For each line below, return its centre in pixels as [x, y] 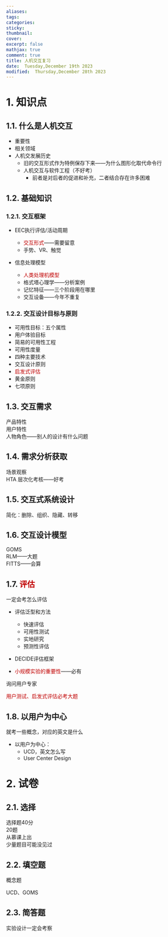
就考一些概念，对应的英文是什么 [44, 732]
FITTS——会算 [24, 564]
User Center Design [47, 759]
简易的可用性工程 [35, 342]
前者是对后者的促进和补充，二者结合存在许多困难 [91, 178]
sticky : [16, 28]
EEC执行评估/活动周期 [41, 230]
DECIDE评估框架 [34, 659]
